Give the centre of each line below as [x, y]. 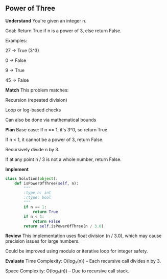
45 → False [17, 80]
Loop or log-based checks [33, 110]
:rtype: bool [38, 198]
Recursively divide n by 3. [32, 149]
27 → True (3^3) [22, 50]
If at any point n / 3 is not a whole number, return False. [63, 159]
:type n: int [38, 193]
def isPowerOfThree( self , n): [47, 183]
